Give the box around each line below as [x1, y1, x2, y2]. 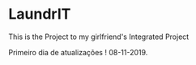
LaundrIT [8, 5, 71, 24]
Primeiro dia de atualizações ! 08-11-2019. [8, 47, 148, 57]
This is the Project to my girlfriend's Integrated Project [8, 32, 190, 41]
